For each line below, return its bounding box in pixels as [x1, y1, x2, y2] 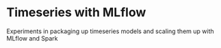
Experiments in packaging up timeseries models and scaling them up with [6, 27, 214, 35]
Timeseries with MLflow [6, 5, 146, 20]
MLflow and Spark [6, 34, 59, 42]
